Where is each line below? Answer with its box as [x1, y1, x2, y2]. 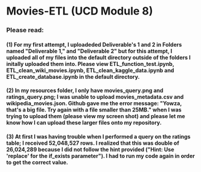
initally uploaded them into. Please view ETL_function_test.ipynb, [6, 60, 174, 67]
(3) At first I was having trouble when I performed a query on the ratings [6, 133, 191, 140]
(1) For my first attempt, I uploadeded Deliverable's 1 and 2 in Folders [6, 41, 182, 48]
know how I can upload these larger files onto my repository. [6, 119, 162, 127]
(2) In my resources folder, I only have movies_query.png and [6, 87, 163, 94]
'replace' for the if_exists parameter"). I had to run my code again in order [6, 152, 195, 159]
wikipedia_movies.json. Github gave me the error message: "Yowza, [6, 100, 182, 107]
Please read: [6, 26, 44, 35]
